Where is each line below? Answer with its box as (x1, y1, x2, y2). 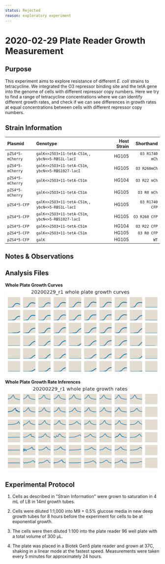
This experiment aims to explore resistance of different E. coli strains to (5, 78, 149, 84)
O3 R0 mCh (137, 190, 158, 195)
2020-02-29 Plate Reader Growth (5, 35, 146, 46)
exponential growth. (12, 519, 53, 525)
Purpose (5, 65, 32, 73)
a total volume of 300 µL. (12, 533, 63, 539)
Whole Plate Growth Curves (5, 282, 63, 288)
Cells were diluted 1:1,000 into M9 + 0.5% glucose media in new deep (12, 508, 153, 514)
